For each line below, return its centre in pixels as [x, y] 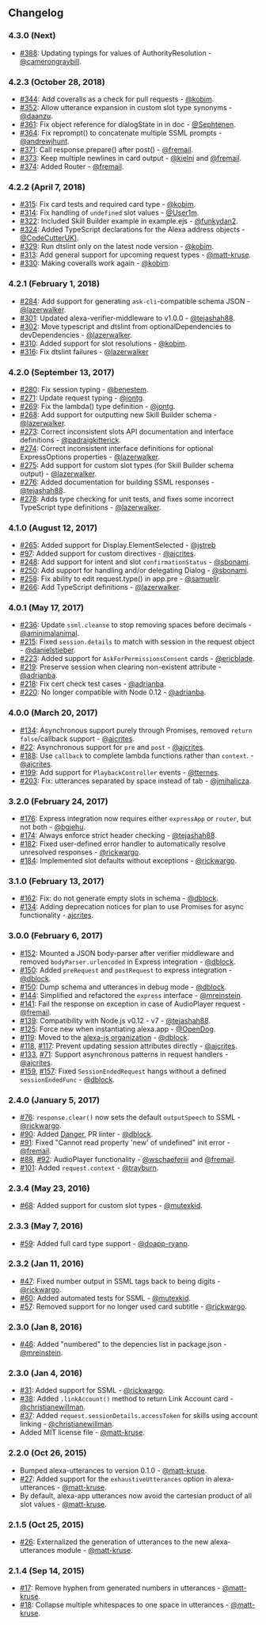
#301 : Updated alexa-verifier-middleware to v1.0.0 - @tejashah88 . [127, 318]
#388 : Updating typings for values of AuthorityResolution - [116, 53]
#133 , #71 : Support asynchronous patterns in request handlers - [124, 1054]
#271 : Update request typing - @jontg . [82, 398]
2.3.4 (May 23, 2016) [49, 1188]
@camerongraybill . [50, 61]
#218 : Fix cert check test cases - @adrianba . [93, 684]
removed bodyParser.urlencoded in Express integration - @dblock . [127, 962]
